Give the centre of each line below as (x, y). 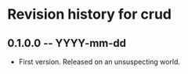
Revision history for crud (89, 14)
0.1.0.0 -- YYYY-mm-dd (67, 43)
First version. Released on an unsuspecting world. (99, 62)
